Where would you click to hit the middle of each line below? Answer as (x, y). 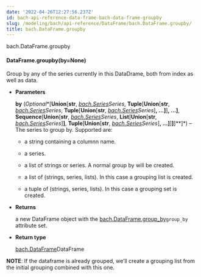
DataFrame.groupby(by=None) (46, 60)
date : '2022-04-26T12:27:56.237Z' (50, 12)
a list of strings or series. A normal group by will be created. (99, 165)
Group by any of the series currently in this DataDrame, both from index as (100, 74)
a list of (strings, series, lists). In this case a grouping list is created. (109, 177)
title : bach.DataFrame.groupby (46, 29)
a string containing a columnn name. (70, 142)
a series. (35, 154)
